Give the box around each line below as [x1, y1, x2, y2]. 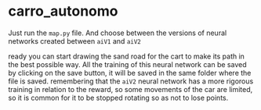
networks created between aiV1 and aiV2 [8, 36, 141, 45]
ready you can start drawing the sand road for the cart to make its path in [8, 51, 245, 61]
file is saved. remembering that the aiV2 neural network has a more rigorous [8, 76, 254, 86]
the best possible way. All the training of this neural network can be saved [8, 59, 247, 69]
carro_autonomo [8, 2, 118, 20]
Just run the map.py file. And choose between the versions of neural [8, 28, 227, 37]
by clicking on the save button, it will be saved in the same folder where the [8, 68, 252, 77]
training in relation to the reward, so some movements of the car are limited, [8, 84, 253, 94]
